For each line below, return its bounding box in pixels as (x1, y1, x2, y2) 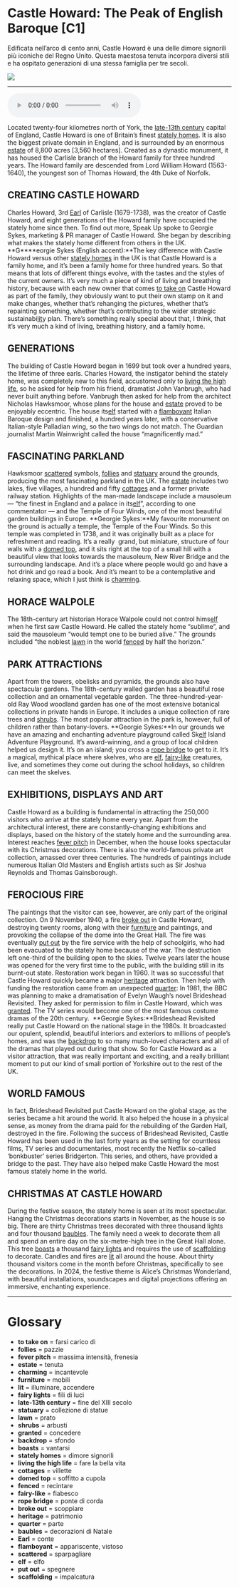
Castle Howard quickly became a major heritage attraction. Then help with (7, 975, 225, 985)
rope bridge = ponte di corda (17, 1497, 104, 1505)
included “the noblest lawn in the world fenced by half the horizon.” (7, 637, 205, 646)
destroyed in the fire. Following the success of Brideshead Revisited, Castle (7, 1129, 229, 1138)
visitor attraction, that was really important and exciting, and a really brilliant (7, 1052, 230, 1060)
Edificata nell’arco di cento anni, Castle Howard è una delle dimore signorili (7, 43, 226, 52)
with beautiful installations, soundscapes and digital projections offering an (7, 1275, 228, 1284)
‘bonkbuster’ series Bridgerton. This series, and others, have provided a (7, 1152, 218, 1160)
